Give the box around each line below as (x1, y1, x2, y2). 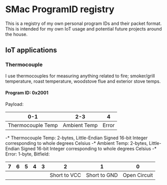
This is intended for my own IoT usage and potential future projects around (5, 25, 162, 32)
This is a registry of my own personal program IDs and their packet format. (5, 20, 162, 26)
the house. (5, 31, 28, 37)
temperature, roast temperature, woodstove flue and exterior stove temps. (5, 78, 161, 84)
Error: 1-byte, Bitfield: (5, 151, 50, 157)
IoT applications (5, 46, 58, 54)
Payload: (5, 101, 24, 107)
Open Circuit (123, 171, 153, 178)
